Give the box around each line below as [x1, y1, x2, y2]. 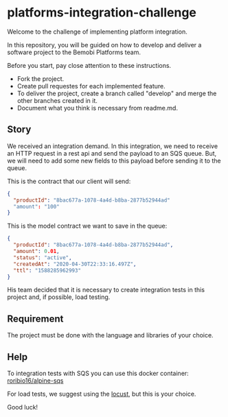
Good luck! [7, 403, 38, 411]
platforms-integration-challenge [7, 5, 197, 21]
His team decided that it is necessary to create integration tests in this [7, 286, 205, 294]
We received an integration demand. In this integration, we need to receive [7, 142, 218, 150]
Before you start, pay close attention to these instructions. [7, 61, 172, 69]
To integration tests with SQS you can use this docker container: [7, 369, 189, 377]
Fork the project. [16, 74, 65, 83]
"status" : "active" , [13, 254, 72, 261]
